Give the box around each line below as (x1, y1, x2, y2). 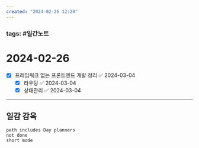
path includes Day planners (6, 127, 76, 133)
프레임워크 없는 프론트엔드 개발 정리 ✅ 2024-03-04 (14, 72, 136, 79)
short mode (6, 137, 33, 144)
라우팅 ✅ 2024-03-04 (23, 79, 76, 86)
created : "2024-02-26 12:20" (6, 8, 78, 15)
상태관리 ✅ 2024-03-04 (23, 86, 81, 94)
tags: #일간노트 (6, 29, 49, 37)
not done (6, 133, 28, 139)
